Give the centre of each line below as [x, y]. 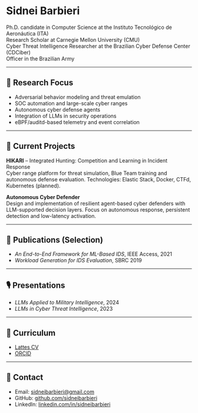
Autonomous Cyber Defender [43, 197]
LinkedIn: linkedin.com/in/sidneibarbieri [62, 404]
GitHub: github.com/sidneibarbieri [56, 398]
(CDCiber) [19, 52]
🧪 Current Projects [41, 146]
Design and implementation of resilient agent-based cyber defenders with [96, 203]
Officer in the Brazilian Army [40, 58]
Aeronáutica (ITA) [27, 33]
